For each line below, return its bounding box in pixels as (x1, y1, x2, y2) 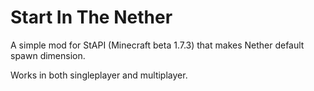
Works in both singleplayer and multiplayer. (10, 69, 188, 81)
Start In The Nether (10, 6, 173, 29)
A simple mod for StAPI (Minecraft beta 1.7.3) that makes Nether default (10, 39, 305, 51)
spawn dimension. (10, 49, 86, 61)
